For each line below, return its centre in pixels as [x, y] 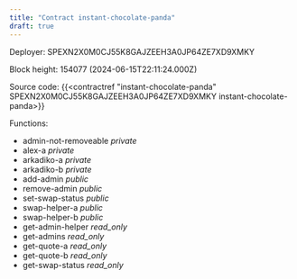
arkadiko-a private [57, 159]
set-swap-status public [66, 198]
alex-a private [48, 150]
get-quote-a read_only [65, 246]
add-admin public [55, 179]
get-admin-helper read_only [75, 227]
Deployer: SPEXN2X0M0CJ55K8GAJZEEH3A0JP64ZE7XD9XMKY [132, 51]
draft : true [32, 26]
